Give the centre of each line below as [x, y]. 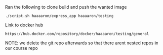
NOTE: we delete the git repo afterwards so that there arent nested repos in [82, 43]
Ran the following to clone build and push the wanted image [66, 7]
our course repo [21, 48]
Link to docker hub [24, 25]
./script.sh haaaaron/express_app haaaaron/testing [59, 16]
